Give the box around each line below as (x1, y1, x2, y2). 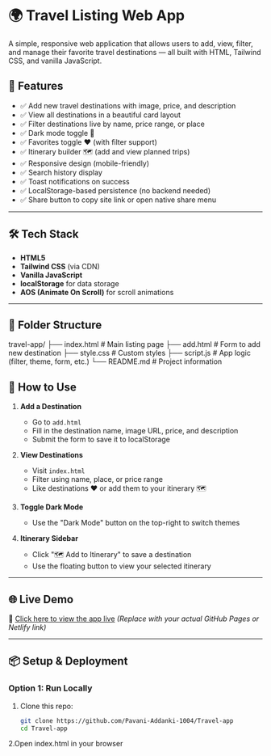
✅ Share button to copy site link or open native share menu (19, 195, 216, 205)
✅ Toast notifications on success (19, 176, 131, 186)
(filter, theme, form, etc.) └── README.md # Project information (8, 357, 223, 366)
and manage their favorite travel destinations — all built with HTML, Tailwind (8, 47, 261, 57)
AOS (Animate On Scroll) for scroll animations (19, 287, 174, 297)
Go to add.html (31, 417, 82, 427)
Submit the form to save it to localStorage (31, 434, 171, 445)
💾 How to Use (8, 380, 77, 394)
